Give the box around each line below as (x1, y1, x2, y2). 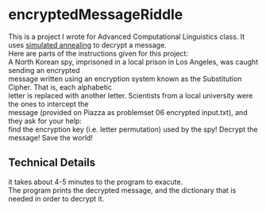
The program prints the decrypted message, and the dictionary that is (8, 185, 237, 195)
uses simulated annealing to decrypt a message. (8, 40, 167, 49)
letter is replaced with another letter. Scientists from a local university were (8, 90, 253, 100)
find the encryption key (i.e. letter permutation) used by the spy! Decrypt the (8, 125, 258, 134)
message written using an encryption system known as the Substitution (8, 74, 242, 83)
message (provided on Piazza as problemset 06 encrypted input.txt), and (8, 107, 248, 117)
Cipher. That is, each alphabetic (8, 82, 113, 92)
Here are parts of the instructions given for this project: (8, 48, 189, 58)
